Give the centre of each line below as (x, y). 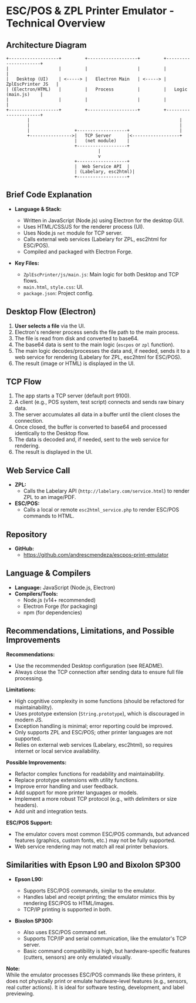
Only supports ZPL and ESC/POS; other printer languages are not (93, 732)
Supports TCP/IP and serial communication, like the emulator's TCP (105, 938)
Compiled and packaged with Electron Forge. (78, 252)
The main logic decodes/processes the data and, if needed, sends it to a (102, 350)
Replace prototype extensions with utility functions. (77, 780)
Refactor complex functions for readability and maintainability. (90, 774)
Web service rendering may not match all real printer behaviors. (92, 846)
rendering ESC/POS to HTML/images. (69, 903)
